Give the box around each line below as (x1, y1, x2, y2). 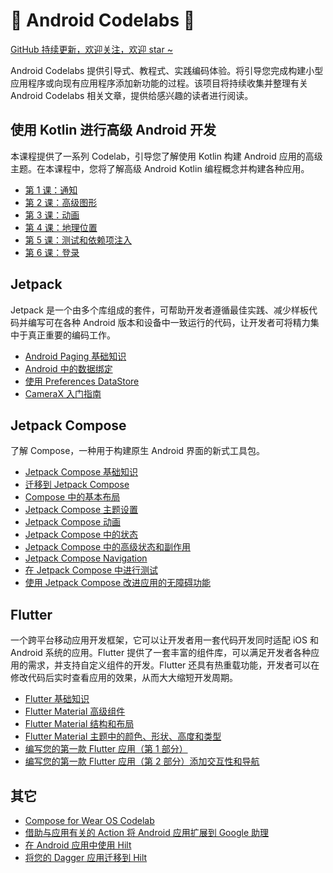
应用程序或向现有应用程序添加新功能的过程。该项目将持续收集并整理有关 (10, 77, 308, 89)
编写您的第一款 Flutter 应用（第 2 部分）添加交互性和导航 (24, 755, 260, 768)
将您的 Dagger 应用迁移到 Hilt (24, 852, 148, 863)
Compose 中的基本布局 (24, 491, 121, 503)
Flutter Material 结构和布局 (24, 718, 135, 730)
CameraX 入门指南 (24, 387, 102, 399)
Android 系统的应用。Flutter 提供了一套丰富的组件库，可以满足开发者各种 (10, 647, 312, 659)
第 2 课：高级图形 (24, 196, 98, 208)
